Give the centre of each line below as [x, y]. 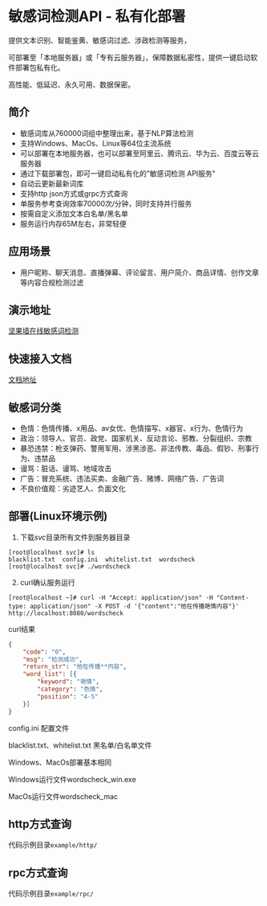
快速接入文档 [40, 359]
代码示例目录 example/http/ [53, 845]
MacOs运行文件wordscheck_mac [63, 796]
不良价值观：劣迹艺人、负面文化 [73, 488]
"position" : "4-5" [68, 696]
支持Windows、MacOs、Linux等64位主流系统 [95, 143]
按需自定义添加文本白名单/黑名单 [74, 213]
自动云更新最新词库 [52, 183]
